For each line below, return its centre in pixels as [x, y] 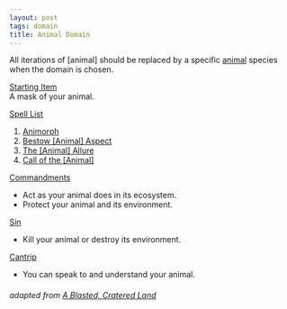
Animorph [41, 132]
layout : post [34, 18]
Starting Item [33, 87]
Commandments [40, 177]
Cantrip [23, 257]
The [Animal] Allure [58, 150]
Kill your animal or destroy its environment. [102, 240]
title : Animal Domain [50, 34]
